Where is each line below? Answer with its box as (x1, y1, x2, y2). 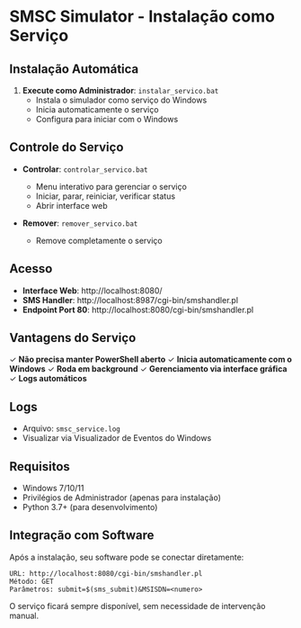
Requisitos (9, 459, 70, 474)
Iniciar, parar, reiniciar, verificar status (35, 191, 176, 202)
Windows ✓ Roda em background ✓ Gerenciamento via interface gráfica (9, 363, 288, 374)
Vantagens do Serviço (9, 330, 137, 345)
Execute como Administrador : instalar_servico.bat (22, 85, 219, 95)
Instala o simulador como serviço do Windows (35, 94, 208, 105)
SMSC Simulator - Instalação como (9, 6, 276, 27)
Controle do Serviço (9, 139, 124, 155)
